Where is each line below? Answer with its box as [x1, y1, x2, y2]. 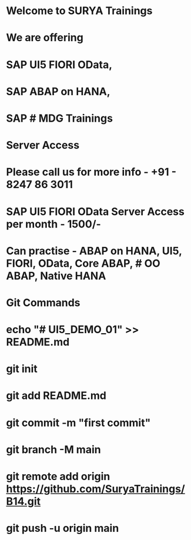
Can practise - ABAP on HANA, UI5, [6, 244, 182, 257]
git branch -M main [6, 442, 101, 456]
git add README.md [6, 389, 107, 403]
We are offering [6, 31, 83, 45]
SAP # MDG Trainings [6, 112, 113, 125]
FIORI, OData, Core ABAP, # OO [6, 257, 160, 270]
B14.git [6, 495, 41, 508]
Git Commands [6, 296, 81, 309]
